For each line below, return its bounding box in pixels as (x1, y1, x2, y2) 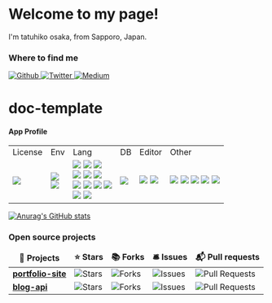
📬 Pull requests (195, 251, 261, 262)
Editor (139, 146, 163, 157)
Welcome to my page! (8, 5, 159, 24)
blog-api (12, 281, 48, 292)
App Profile (8, 127, 48, 137)
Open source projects (8, 231, 96, 243)
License (12, 146, 43, 157)
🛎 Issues (151, 251, 188, 262)
